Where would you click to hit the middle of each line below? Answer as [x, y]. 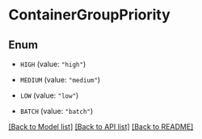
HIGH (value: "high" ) [53, 64]
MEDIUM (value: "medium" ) [60, 80]
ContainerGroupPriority [90, 15]
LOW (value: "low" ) [49, 95]
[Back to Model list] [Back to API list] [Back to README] [101, 126]
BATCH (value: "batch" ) [57, 111]
